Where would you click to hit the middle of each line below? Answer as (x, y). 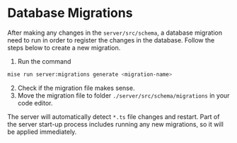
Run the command (44, 61)
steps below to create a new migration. (64, 47)
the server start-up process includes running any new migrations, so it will (116, 124)
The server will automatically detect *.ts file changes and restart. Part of (114, 116)
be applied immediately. (42, 132)
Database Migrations (70, 13)
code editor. (35, 103)
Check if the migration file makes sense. (76, 88)
